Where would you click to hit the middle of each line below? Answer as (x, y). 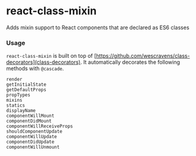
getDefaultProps (26, 90)
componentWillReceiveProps (40, 126)
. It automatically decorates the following (130, 62)
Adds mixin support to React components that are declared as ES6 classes (98, 27)
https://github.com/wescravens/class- (143, 56)
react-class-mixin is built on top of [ (51, 56)
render (14, 79)
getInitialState (26, 85)
